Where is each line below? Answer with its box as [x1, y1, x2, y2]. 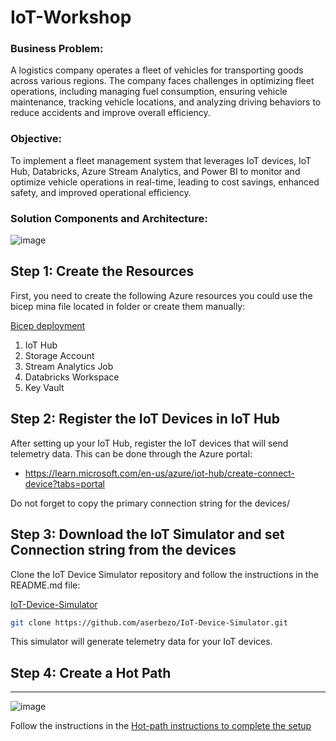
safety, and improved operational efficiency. [10, 186, 192, 198]
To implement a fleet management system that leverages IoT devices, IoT [10, 154, 312, 166]
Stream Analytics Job [24, 360, 114, 372]
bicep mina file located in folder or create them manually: [10, 300, 246, 312]
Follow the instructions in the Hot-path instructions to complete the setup [10, 720, 312, 732]
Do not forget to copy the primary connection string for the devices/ [10, 497, 290, 509]
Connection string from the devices [10, 542, 237, 559]
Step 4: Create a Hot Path [10, 664, 172, 681]
